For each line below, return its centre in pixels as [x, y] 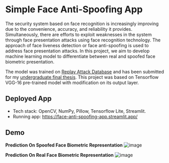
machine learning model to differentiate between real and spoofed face [80, 56]
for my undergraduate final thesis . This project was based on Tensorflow [82, 77]
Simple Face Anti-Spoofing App [74, 9]
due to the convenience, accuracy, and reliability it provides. [69, 29]
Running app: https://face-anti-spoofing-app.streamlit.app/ [75, 116]
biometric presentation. [30, 62]
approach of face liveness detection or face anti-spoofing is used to [77, 45]
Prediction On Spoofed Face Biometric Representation [64, 145]
